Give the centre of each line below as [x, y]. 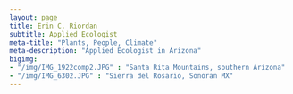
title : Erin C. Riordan [54, 26]
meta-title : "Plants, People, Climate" [84, 43]
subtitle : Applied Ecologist [63, 34]
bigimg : [24, 59]
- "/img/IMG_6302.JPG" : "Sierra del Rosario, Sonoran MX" [121, 76]
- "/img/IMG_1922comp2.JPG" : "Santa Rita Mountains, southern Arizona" [147, 68]
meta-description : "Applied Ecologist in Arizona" [105, 51]
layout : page [33, 17]
